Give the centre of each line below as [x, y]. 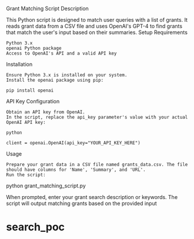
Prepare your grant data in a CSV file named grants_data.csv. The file [97, 164]
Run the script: [26, 175]
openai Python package [34, 48]
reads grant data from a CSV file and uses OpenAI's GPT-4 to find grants [94, 26]
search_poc [36, 227]
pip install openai [30, 90]
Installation [19, 64]
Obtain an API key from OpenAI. [46, 112]
